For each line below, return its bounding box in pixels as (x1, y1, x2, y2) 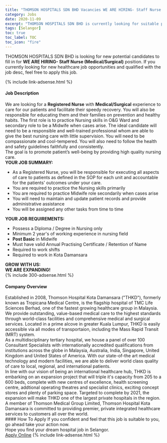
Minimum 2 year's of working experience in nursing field (12, 230, 128, 236)
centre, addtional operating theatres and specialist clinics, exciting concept (5, 384, 159, 391)
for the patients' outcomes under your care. (12, 180, 102, 186)
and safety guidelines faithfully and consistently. (5, 143, 104, 149)
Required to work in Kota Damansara (12, 252, 88, 258)
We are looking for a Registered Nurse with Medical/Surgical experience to (5, 101, 161, 107)
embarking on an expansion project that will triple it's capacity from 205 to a (5, 374, 162, 380)
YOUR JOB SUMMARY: (5, 159, 53, 165)
